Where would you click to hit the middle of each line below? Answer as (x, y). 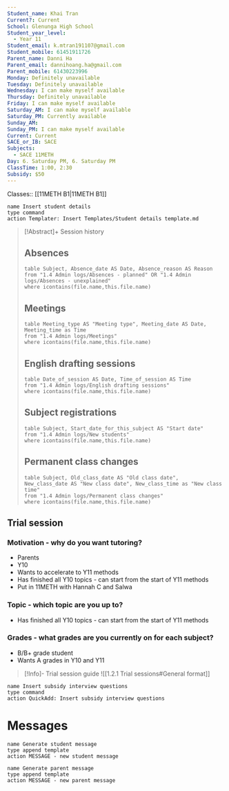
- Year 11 (27, 39)
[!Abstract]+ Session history (64, 231)
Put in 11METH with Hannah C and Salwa (74, 587)
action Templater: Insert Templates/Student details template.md (103, 218)
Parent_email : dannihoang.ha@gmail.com (64, 65)
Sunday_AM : (23, 123)
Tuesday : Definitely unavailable (55, 84)
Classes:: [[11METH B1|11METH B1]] (57, 193)
